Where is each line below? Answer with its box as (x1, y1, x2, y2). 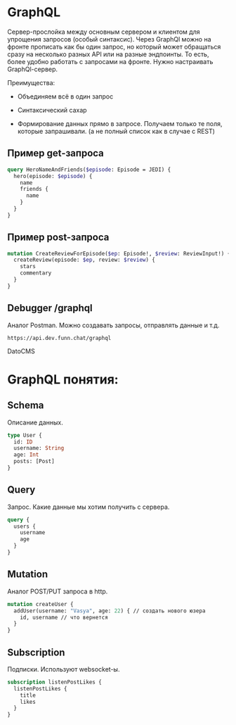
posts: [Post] (13, 458, 55, 465)
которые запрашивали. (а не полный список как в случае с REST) (17, 127, 216, 135)
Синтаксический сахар (17, 106, 87, 114)
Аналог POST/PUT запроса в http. (7, 587, 108, 595)
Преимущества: (7, 78, 55, 87)
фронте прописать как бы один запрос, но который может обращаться (7, 42, 221, 51)
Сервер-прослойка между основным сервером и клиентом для (7, 27, 200, 36)
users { (13, 522, 37, 530)
